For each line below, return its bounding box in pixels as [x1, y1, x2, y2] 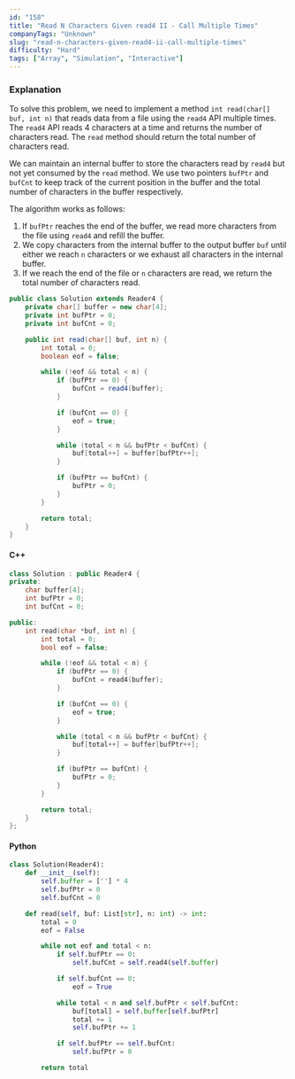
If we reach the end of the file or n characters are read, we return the [21, 268, 272, 279]
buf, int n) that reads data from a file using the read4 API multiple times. [9, 113, 276, 124]
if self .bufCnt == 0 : [56, 974, 137, 983]
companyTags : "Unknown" [9, 29, 97, 38]
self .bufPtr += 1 [72, 1023, 137, 1032]
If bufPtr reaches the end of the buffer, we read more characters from [21, 221, 276, 231]
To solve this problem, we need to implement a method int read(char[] [9, 104, 271, 114]
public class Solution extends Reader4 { [9, 294, 164, 304]
